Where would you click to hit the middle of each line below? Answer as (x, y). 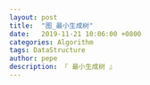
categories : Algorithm (51, 42)
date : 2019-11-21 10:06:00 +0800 (75, 34)
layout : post (33, 17)
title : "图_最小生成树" (51, 26)
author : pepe (33, 58)
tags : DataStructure (48, 50)
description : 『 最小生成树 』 (62, 67)
